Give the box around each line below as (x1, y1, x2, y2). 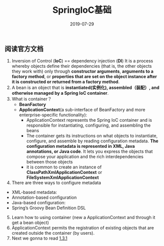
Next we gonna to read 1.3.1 (11, 235, 67, 241)
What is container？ (11, 96, 52, 102)
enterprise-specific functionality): (19, 112, 87, 118)
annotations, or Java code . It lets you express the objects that (26, 148, 153, 155)
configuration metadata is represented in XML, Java (26, 143, 135, 149)
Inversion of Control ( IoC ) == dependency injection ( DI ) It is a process (11, 58, 153, 64)
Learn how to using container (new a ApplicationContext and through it (11, 215, 156, 220)
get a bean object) (11, 219, 50, 226)
